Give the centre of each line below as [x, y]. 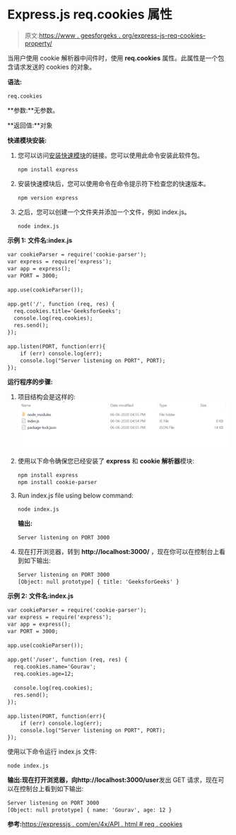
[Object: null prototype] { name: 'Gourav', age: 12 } [90, 810]
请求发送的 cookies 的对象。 [54, 67]
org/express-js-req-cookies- [164, 35]
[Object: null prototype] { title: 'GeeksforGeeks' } [98, 582]
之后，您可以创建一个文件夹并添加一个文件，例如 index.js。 [104, 212]
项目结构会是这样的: [46, 396]
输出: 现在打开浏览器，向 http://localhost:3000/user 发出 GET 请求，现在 [113, 780]
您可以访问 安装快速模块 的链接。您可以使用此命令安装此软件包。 [110, 155]
